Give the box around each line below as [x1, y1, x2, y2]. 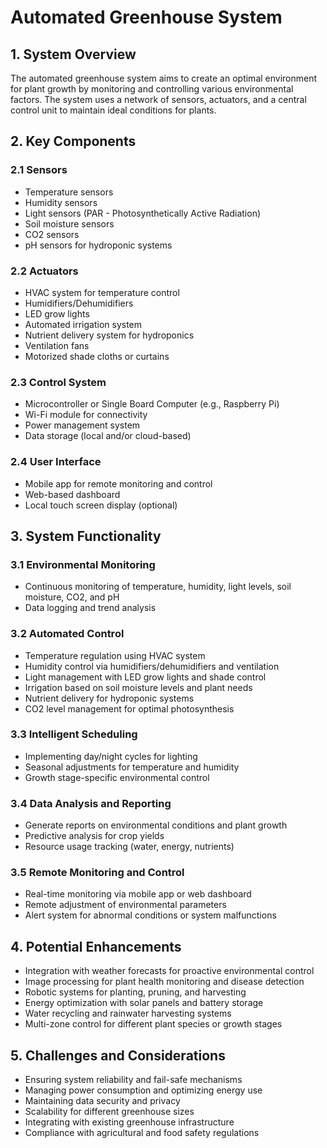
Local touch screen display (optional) [24, 499, 178, 511]
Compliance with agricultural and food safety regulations [24, 1127, 260, 1139]
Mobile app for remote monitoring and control [24, 477, 213, 490]
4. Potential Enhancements [10, 938, 182, 955]
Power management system [24, 419, 141, 431]
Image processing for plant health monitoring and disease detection [24, 976, 305, 988]
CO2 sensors [24, 228, 80, 240]
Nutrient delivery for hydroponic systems [24, 692, 195, 704]
